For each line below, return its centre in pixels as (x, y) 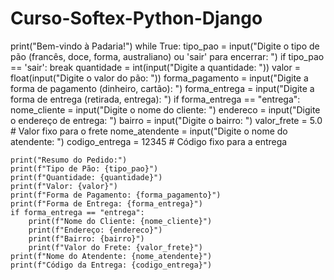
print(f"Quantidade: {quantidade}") (86, 177)
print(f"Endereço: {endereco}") (95, 230)
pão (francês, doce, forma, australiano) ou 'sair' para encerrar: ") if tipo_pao (167, 56)
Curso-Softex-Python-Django (136, 18)
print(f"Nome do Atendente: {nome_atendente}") (111, 256)
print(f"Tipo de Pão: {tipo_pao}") (84, 168)
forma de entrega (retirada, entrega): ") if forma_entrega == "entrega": (155, 99)
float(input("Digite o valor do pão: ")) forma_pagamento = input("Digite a (159, 78)
